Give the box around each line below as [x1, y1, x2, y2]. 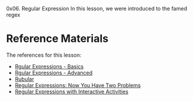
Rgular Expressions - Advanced [14, 69, 93, 76]
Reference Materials [6, 32, 109, 45]
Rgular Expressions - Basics [14, 63, 84, 70]
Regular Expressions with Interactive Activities [14, 88, 129, 95]
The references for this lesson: [6, 51, 82, 58]
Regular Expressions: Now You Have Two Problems [14, 82, 141, 89]
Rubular [14, 75, 35, 82]
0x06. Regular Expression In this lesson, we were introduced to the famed [6, 5, 188, 12]
